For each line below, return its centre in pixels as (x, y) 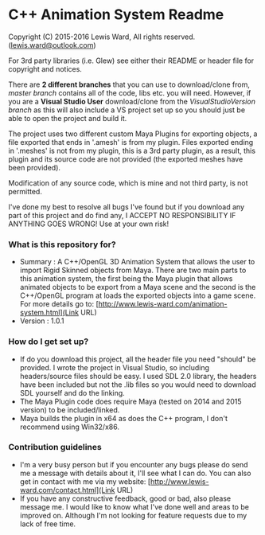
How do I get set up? (49, 342)
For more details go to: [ (59, 304)
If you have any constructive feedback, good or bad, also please (125, 498)
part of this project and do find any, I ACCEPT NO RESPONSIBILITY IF (122, 215)
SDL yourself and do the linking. (72, 392)
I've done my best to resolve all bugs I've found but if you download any (127, 207)
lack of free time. (48, 524)
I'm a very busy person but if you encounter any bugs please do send (134, 464)
